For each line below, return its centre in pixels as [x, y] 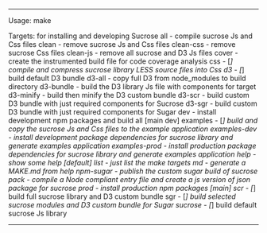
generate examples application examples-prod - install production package [132, 146]
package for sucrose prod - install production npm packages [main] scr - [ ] [132, 188]
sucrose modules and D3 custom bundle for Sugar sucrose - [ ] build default [132, 205]
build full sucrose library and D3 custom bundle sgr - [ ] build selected [122, 196]
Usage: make [30, 20]
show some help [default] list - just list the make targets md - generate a [127, 163]
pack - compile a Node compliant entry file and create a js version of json [130, 179]
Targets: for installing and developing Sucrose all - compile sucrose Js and [130, 36]
